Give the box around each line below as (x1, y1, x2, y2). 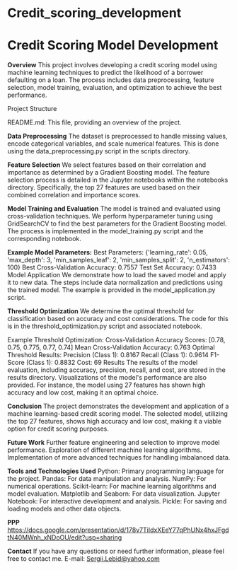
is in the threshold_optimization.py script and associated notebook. (7, 322, 203, 330)
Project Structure (7, 105, 57, 113)
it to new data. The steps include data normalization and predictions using (7, 278, 223, 287)
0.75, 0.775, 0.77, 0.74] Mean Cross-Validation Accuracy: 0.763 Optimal (7, 343, 215, 351)
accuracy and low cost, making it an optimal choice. (7, 388, 159, 397)
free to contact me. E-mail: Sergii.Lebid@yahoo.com (7, 554, 161, 563)
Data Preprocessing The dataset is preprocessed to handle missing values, (7, 132, 228, 141)
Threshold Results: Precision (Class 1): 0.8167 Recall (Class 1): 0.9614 (7, 351, 209, 359)
